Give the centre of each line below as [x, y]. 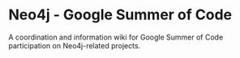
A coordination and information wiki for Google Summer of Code [116, 37]
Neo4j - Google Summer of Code [120, 15]
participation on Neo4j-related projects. [75, 45]
